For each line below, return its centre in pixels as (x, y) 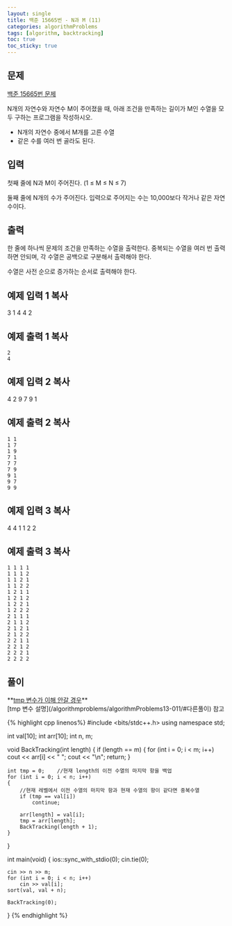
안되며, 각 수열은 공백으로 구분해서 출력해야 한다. (85, 257)
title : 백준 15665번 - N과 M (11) (54, 20)
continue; (46, 803)
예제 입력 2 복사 (39, 382)
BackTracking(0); (32, 903)
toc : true (22, 40)
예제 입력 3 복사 (39, 511)
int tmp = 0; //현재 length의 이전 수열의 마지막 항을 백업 (90, 771)
